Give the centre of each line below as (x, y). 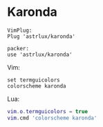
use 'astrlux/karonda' (40, 55)
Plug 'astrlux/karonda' (41, 36)
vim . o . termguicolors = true (48, 111)
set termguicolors (34, 80)
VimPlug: (20, 30)
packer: (18, 48)
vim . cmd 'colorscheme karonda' (52, 118)
